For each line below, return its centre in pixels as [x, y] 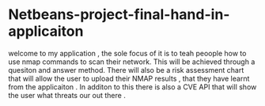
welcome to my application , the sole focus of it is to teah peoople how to [127, 53]
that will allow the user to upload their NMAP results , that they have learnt [129, 78]
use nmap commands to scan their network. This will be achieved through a [132, 62]
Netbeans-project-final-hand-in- [119, 15]
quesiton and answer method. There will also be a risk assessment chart [126, 70]
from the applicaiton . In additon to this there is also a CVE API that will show [132, 87]
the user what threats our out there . [67, 95]
